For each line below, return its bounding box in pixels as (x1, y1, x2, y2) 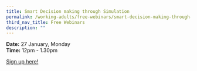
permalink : (6, 14, 33, 20)
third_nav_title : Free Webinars (6, 19, 85, 25)
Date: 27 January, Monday (6, 41, 70, 48)
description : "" (6, 24, 46, 31)
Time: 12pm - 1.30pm (6, 47, 57, 54)
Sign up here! (6, 58, 39, 65)
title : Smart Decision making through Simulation (6, 8, 130, 15)
